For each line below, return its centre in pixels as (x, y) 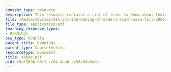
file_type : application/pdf (35, 24)
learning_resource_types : (33, 29)
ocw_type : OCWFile (25, 39)
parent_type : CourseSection (35, 48)
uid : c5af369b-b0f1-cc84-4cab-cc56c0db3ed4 (52, 62)
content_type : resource (31, 10)
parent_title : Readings (31, 43)
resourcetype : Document (31, 52)
